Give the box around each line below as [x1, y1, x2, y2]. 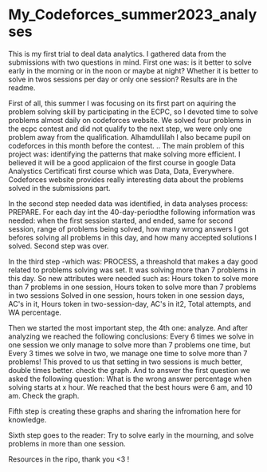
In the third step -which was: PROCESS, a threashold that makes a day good [8, 256, 258, 266]
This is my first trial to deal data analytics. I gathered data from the [8, 49, 227, 58]
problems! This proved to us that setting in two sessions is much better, [8, 357, 243, 367]
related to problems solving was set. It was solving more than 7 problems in [8, 265, 257, 275]
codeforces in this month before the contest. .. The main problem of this [8, 141, 245, 150]
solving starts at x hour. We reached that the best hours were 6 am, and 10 [8, 382, 253, 392]
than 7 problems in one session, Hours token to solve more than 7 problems [8, 282, 257, 292]
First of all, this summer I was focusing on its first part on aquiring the [8, 98, 237, 108]
